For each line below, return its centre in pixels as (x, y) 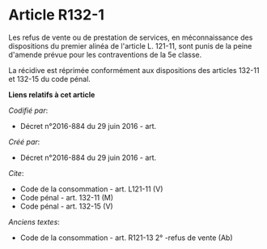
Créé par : (24, 142)
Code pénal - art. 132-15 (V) (66, 206)
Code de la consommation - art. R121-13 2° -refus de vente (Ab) (126, 238)
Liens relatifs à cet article (52, 94)
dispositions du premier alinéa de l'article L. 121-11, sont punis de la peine (130, 45)
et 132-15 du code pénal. (50, 79)
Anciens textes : (34, 221)
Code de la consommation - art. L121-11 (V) (91, 189)
